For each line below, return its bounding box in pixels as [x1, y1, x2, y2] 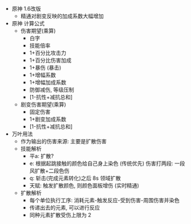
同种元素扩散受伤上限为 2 [29, 212, 92, 218]
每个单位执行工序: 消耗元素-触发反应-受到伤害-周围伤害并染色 [29, 197, 180, 203]
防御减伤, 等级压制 [29, 86, 75, 93]
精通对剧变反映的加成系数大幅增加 [20, 12, 104, 19]
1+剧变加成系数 [29, 116, 67, 123]
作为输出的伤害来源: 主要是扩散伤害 [20, 138, 107, 144]
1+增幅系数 [29, 71, 56, 78]
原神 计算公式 [11, 20, 45, 27]
